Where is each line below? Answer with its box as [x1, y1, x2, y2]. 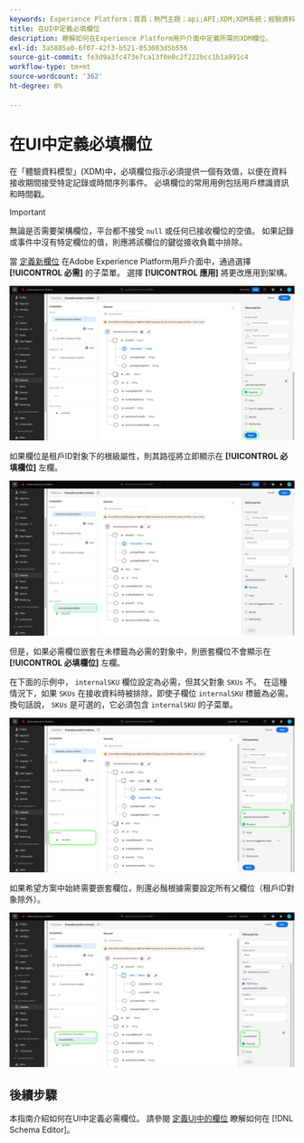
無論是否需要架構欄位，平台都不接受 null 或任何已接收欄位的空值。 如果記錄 [9, 225, 294, 235]
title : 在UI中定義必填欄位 [9, 24, 100, 34]
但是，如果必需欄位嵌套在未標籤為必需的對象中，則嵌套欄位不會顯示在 [9, 646, 271, 657]
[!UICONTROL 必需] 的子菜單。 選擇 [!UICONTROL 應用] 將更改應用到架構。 [9, 267, 292, 278]
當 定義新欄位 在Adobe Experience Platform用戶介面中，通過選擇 [9, 255, 252, 266]
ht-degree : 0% [9, 82, 63, 91]
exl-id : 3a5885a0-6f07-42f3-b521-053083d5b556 [9, 43, 188, 53]
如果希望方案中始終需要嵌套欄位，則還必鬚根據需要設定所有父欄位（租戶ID [9, 883, 287, 894]
